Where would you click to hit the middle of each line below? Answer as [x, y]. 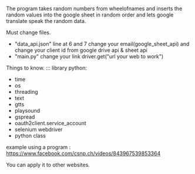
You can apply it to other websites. [48, 165]
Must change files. [28, 32]
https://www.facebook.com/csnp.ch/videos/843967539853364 [83, 153]
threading [26, 92]
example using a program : [38, 147]
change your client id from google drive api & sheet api [81, 50]
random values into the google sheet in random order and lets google [90, 15]
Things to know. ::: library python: [46, 68]
